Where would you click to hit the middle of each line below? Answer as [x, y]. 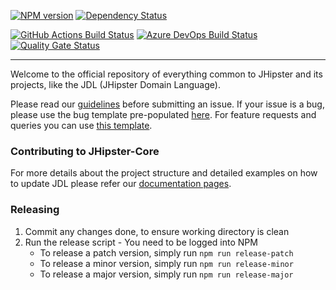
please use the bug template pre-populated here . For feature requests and [163, 114]
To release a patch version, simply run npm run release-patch [166, 252]
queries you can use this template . [81, 125]
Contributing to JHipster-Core [85, 151]
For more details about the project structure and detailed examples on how [164, 173]
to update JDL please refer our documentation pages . [121, 184]
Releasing [35, 210]
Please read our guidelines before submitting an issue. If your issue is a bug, [167, 104]
